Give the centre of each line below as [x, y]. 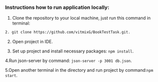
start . [11, 76]
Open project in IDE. [32, 42]
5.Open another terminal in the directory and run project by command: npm [79, 70]
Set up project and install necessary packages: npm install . [73, 51]
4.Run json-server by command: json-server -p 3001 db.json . [69, 61]
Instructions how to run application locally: [57, 7]
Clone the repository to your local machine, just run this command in [81, 18]
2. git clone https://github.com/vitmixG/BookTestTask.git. [68, 32]
